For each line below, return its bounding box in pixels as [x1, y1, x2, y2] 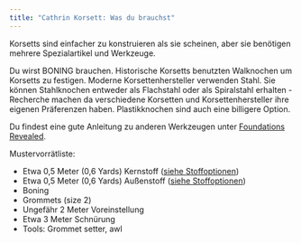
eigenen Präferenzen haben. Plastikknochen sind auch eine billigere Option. [9, 103, 291, 114]
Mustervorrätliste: [9, 148, 76, 159]
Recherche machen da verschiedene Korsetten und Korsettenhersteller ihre [9, 94, 290, 105]
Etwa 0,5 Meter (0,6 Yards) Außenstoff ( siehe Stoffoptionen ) [22, 175, 246, 186]
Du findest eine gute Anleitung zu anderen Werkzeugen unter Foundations [9, 121, 286, 132]
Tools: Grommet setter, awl [22, 223, 123, 234]
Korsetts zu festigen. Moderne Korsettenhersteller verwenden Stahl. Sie [9, 74, 277, 86]
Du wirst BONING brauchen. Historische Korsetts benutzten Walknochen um [9, 65, 293, 76]
